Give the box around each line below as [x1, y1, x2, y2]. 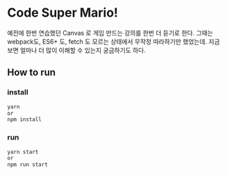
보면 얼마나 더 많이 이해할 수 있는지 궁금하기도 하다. [7, 46, 146, 54]
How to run [7, 67, 56, 78]
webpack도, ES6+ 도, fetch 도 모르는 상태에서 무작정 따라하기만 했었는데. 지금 [7, 37, 220, 46]
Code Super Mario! [7, 5, 119, 21]
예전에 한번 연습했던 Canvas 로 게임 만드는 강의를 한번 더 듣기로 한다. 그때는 [7, 28, 214, 37]
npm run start [7, 161, 49, 168]
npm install [7, 116, 42, 123]
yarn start [7, 148, 39, 156]
